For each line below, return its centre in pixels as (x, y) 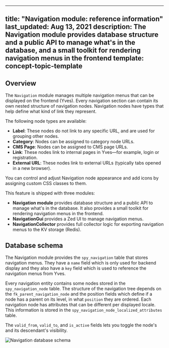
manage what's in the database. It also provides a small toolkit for (80, 208)
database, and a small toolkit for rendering (73, 51)
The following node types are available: (46, 121)
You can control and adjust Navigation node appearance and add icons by (82, 178)
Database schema (34, 245)
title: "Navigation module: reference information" (84, 19)
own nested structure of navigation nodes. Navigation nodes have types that (84, 106)
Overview (21, 83)
